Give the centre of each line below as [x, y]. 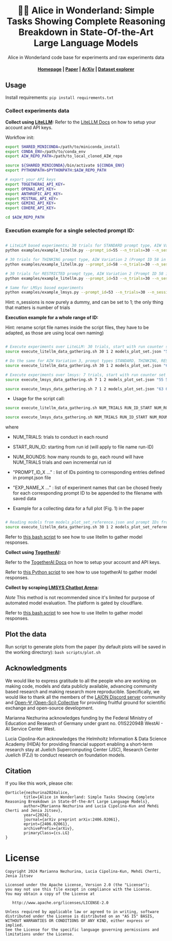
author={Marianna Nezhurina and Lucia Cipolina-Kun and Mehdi [91, 806]
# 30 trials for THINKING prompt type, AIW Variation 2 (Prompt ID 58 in [86, 260]
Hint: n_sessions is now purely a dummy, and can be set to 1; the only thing [84, 302]
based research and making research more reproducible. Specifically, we [82, 691]
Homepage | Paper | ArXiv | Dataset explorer [86, 69]
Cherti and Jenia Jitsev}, [34, 811]
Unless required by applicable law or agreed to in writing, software [82, 912]
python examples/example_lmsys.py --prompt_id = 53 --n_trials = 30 [75, 292]
